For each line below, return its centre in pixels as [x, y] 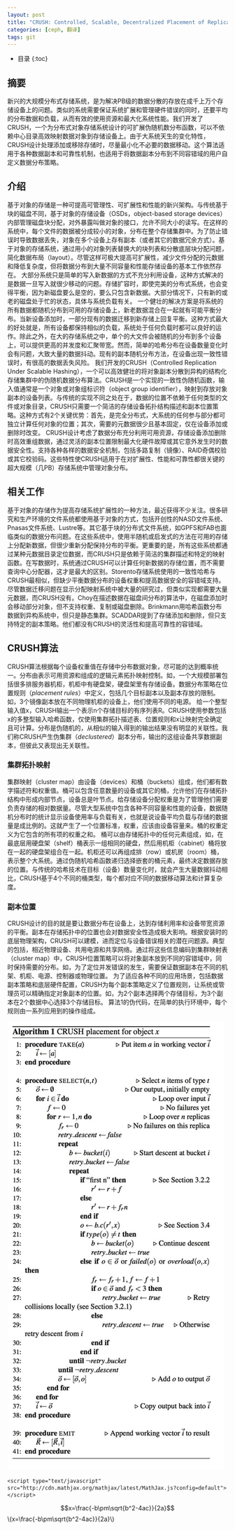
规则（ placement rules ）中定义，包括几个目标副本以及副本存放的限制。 [116, 692]
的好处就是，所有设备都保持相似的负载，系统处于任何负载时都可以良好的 [111, 327]
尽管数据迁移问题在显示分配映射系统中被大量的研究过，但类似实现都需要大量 [117, 589]
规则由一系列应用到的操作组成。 [53, 1011]
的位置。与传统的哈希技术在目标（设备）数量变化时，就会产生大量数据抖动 [114, 869]
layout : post [26, 15]
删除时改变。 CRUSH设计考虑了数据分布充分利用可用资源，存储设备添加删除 [117, 432]
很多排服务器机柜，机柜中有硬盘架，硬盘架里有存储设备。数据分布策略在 [117, 684]
